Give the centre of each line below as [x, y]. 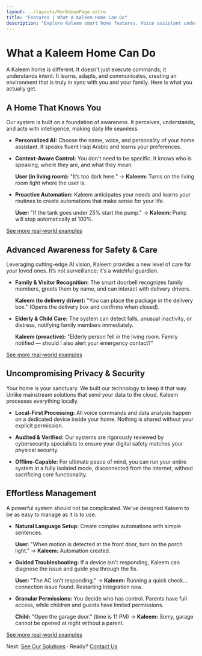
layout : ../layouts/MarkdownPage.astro [56, 12]
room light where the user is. [50, 183]
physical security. [37, 450]
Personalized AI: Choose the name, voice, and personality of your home [105, 140]
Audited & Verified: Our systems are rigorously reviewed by [89, 437]
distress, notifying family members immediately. [74, 325]
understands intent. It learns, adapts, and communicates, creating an [92, 76]
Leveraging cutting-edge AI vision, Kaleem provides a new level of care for [99, 264]
